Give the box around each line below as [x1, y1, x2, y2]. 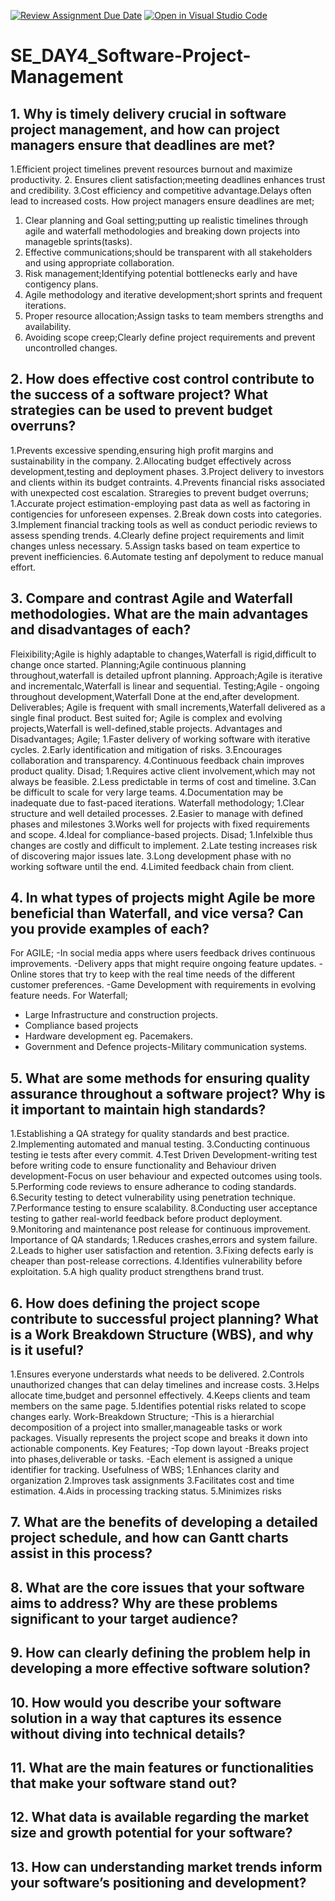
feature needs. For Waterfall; [10, 990, 128, 1002]
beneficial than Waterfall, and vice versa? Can [10, 905, 304, 922]
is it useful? [10, 1341, 84, 1359]
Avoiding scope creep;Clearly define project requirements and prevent [24, 331, 316, 343]
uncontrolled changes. [24, 342, 118, 354]
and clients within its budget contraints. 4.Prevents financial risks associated [10, 476, 326, 488]
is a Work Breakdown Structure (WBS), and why [10, 1326, 314, 1343]
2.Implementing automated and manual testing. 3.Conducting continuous [10, 1138, 311, 1150]
